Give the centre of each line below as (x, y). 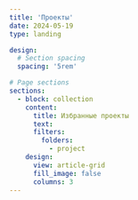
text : (43, 124)
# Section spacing (52, 59)
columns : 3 (53, 182)
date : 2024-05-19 (41, 26)
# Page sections (39, 83)
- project (67, 149)
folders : (57, 140)
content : (41, 108)
